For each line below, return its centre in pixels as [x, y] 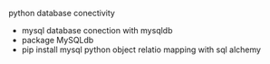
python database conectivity [62, 13]
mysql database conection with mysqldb [97, 30]
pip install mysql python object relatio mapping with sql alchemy [141, 50]
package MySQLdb [58, 40]
